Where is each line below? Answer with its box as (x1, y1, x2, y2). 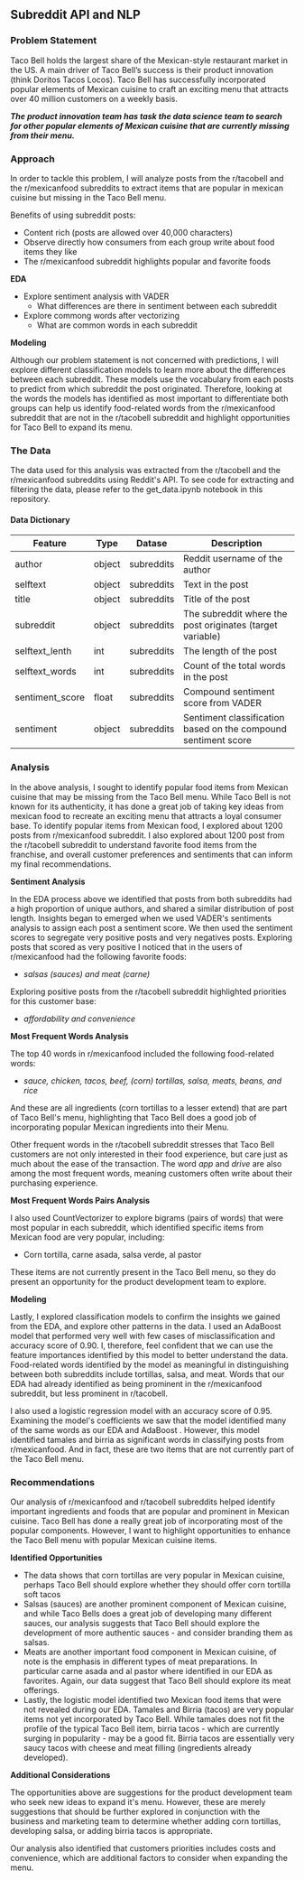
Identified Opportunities (10, 1552, 103, 1563)
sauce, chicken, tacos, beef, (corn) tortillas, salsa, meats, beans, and (23, 1075, 282, 1086)
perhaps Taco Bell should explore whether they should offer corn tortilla (23, 1579, 291, 1590)
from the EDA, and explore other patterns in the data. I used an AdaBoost (10, 1320, 282, 1331)
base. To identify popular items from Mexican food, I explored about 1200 (10, 820, 283, 831)
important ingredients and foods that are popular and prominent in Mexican (10, 1506, 290, 1517)
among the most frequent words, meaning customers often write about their (10, 1168, 293, 1178)
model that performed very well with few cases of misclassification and (10, 1330, 276, 1341)
